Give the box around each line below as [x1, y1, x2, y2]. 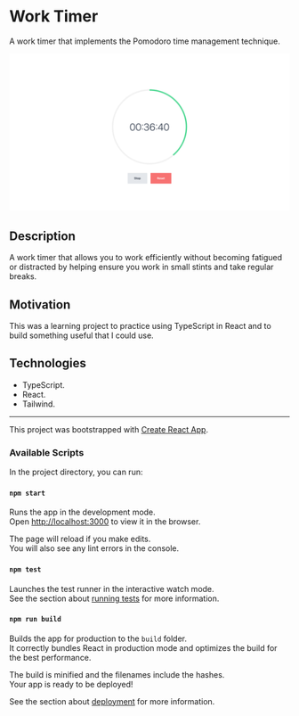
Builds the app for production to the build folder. [9, 633, 188, 644]
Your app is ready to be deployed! [9, 679, 133, 689]
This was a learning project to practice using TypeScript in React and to [9, 321, 271, 332]
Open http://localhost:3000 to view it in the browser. [9, 516, 201, 527]
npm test [9, 564, 42, 574]
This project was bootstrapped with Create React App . [9, 424, 209, 434]
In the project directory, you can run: [9, 466, 143, 478]
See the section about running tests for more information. [9, 593, 220, 604]
